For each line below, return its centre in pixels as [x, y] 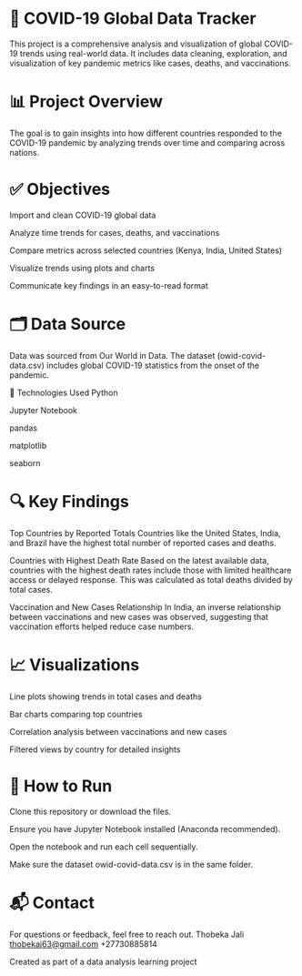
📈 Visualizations [75, 665]
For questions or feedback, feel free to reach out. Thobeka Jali [127, 934]
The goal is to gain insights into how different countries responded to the [146, 133]
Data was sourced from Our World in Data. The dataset [112, 355]
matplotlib [28, 445]
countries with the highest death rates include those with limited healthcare [151, 570]
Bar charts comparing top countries [76, 714]
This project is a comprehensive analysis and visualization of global [136, 44]
